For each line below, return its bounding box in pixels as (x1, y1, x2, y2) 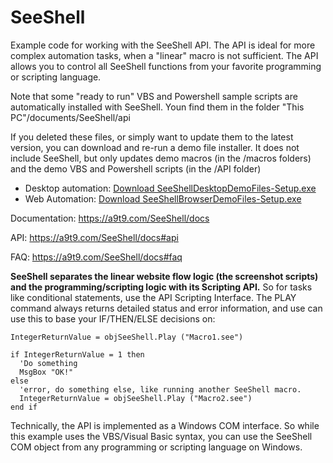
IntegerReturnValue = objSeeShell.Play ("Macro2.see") (19, 393, 253, 403)
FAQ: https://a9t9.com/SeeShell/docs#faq (10, 251, 183, 263)
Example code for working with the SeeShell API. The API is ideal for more (10, 39, 316, 51)
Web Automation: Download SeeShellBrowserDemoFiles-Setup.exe (24, 192, 302, 205)
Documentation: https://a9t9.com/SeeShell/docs (10, 212, 210, 224)
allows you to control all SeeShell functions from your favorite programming (10, 60, 322, 72)
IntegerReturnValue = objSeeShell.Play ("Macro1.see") (10, 332, 244, 342)
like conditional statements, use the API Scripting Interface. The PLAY (10, 291, 297, 303)
